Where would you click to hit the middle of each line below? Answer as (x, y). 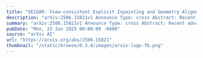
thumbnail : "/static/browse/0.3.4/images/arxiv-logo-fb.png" (85, 46)
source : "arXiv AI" (31, 34)
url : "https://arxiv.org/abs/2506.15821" (59, 40)
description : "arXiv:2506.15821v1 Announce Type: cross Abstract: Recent (101, 18)
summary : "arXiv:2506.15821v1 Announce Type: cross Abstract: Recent (96, 23)
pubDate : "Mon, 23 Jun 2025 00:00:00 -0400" (63, 29)
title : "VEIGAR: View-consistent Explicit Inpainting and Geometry (93, 12)
